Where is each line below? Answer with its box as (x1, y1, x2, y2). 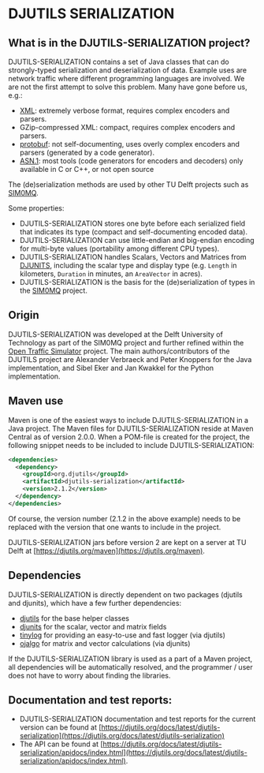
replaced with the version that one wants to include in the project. (8, 522, 221, 532)
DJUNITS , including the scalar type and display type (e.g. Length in (19, 261, 237, 270)
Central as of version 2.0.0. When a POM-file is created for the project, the (8, 431, 251, 442)
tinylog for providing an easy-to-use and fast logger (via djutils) (19, 630, 226, 640)
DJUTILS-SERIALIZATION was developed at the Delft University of (8, 329, 223, 339)
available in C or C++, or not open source (19, 165, 154, 174)
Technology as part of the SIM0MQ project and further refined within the (8, 338, 244, 347)
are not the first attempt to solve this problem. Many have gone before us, (8, 82, 248, 91)
